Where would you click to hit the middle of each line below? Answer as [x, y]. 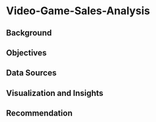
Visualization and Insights [55, 93]
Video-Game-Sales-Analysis [78, 11]
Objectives [26, 52]
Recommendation [39, 113]
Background [29, 33]
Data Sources [31, 73]
